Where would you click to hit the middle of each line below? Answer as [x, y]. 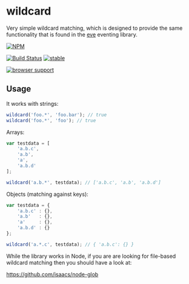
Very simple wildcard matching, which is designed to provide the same [94, 28]
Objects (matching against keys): [48, 194]
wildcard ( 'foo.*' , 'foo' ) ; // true [51, 120]
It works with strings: [32, 103]
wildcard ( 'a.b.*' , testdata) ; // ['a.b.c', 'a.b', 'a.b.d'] [84, 182]
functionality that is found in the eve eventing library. [72, 34]
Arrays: [15, 132]
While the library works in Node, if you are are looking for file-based [91, 256]
